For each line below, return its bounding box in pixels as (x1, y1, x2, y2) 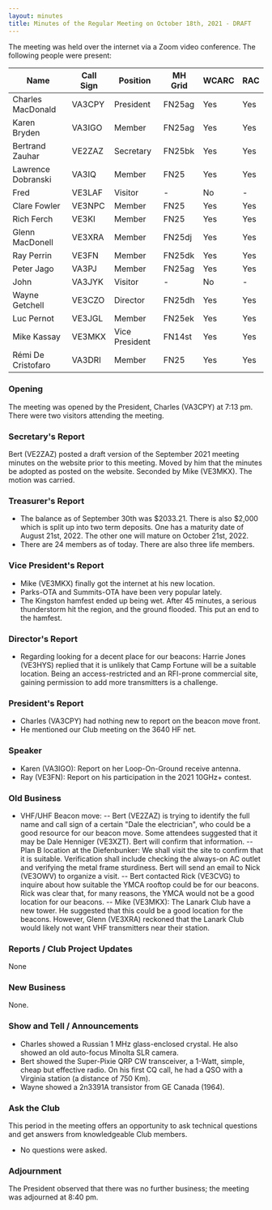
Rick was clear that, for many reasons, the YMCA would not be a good (19, 888, 255, 898)
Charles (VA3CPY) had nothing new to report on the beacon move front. (19, 716, 261, 726)
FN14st (163, 330, 193, 342)
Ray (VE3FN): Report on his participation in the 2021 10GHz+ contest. (19, 772, 252, 782)
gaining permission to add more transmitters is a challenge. (19, 677, 219, 687)
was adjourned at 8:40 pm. (8, 1192, 99, 1202)
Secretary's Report (8, 431, 85, 442)
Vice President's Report (8, 560, 104, 571)
